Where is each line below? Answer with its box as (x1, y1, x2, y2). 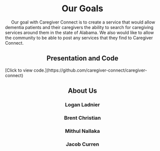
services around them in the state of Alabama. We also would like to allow (5, 29, 154, 35)
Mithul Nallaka (65, 127, 100, 134)
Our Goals (61, 3, 104, 14)
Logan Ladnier (65, 101, 100, 108)
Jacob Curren (65, 141, 100, 148)
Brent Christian (64, 114, 101, 121)
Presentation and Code (46, 54, 119, 63)
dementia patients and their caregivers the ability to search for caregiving (5, 24, 154, 30)
